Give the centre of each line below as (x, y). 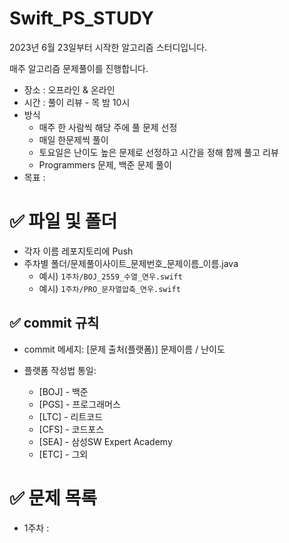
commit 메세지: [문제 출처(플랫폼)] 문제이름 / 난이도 (124, 349)
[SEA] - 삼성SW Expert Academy (105, 441)
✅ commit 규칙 (54, 323)
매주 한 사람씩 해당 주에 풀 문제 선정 (108, 127)
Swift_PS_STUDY (81, 18)
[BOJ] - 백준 (63, 391)
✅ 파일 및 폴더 (63, 221)
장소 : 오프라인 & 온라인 (69, 89)
